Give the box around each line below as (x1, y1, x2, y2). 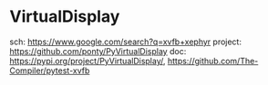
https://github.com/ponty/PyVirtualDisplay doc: (9, 45, 187, 56)
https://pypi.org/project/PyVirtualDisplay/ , (9, 55, 166, 66)
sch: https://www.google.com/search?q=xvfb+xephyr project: (9, 36, 242, 47)
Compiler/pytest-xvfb (9, 65, 90, 76)
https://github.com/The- (167, 55, 259, 66)
